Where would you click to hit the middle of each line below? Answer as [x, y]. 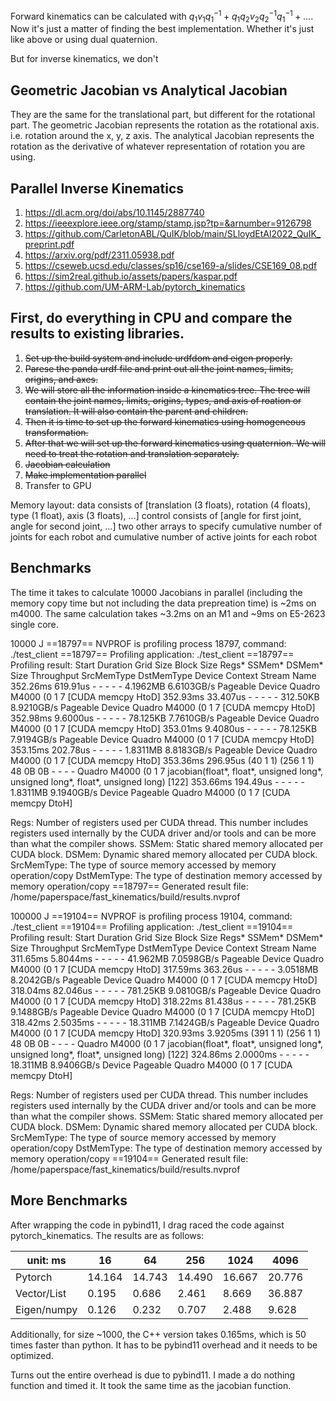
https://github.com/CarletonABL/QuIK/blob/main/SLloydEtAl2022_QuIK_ [173, 234]
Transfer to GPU [58, 485]
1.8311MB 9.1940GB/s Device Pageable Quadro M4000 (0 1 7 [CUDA [150, 792]
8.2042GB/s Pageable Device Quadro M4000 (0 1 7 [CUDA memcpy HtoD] [164, 980]
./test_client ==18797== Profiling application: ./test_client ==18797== [152, 654]
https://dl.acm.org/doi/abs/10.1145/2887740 [114, 213]
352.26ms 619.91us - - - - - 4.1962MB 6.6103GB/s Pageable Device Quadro [165, 686]
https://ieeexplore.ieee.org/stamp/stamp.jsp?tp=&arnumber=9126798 [168, 223]
